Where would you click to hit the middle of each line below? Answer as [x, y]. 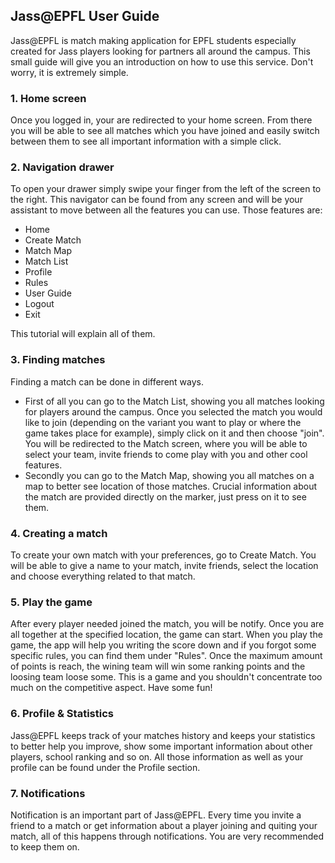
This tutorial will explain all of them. [83, 334]
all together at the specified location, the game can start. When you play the [166, 635]
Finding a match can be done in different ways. [107, 381]
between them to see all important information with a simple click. [146, 141]
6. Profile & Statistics [62, 714]
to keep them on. [45, 846]
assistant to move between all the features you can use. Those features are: [166, 210]
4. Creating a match [59, 533]
